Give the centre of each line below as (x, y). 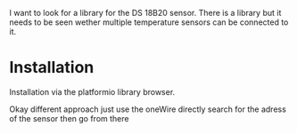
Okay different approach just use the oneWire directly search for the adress (148, 109)
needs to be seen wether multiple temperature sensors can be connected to (149, 22)
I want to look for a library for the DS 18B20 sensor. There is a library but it (145, 13)
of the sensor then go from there (69, 118)
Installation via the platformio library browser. (92, 91)
